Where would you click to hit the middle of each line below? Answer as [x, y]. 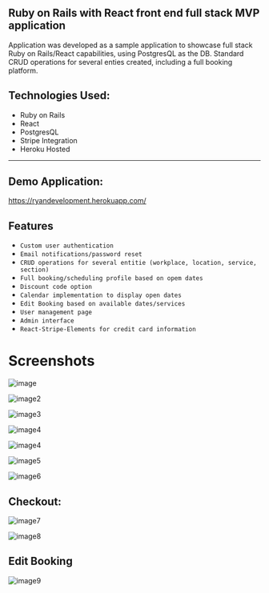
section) [34, 270]
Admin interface [47, 321]
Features [31, 226]
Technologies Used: [59, 96]
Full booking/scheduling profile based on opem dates [111, 278]
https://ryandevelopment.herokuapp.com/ [77, 201]
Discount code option [56, 287]
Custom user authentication [66, 246]
